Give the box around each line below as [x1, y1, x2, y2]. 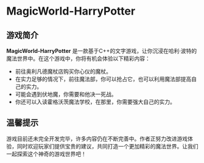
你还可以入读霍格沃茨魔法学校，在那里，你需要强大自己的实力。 [15, 99, 175, 105]
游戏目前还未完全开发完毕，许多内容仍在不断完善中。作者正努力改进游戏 [6, 135, 188, 142]
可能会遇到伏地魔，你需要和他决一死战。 [15, 91, 117, 98]
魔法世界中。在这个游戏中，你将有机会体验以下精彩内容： [6, 55, 150, 62]
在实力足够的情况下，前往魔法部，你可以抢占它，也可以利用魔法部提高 [15, 75, 192, 83]
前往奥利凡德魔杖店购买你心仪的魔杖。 [15, 68, 111, 75]
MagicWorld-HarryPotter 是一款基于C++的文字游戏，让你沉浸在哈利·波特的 [6, 47, 197, 54]
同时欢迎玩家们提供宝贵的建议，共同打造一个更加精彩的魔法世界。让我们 [16, 142, 199, 150]
